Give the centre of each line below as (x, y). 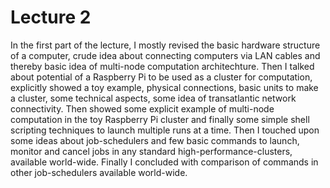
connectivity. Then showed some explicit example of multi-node (142, 108)
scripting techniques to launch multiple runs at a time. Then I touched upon (165, 130)
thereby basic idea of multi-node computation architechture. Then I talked (162, 66)
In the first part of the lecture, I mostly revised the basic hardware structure (165, 45)
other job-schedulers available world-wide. (99, 172)
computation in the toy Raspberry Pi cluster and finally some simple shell (160, 119)
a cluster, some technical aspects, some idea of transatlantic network (153, 98)
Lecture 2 (51, 17)
